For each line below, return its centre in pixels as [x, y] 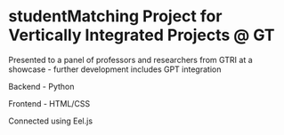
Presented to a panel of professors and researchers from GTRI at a [130, 60]
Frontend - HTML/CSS [49, 103]
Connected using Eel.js [51, 121]
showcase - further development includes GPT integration [115, 69]
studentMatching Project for [115, 16]
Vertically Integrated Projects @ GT [142, 35]
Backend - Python [41, 86]
